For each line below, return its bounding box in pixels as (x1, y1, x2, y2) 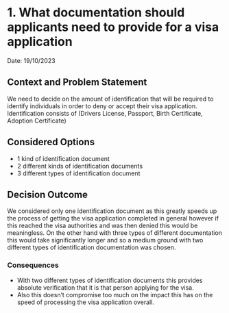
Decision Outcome (7, 188, 88, 200)
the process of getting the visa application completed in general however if (7, 214, 219, 223)
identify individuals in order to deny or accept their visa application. (7, 101, 197, 110)
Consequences (7, 260, 60, 270)
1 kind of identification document (16, 154, 110, 162)
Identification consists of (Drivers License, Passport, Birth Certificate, (7, 109, 204, 117)
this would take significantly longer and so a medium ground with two (7, 236, 204, 245)
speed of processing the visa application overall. (16, 298, 154, 306)
